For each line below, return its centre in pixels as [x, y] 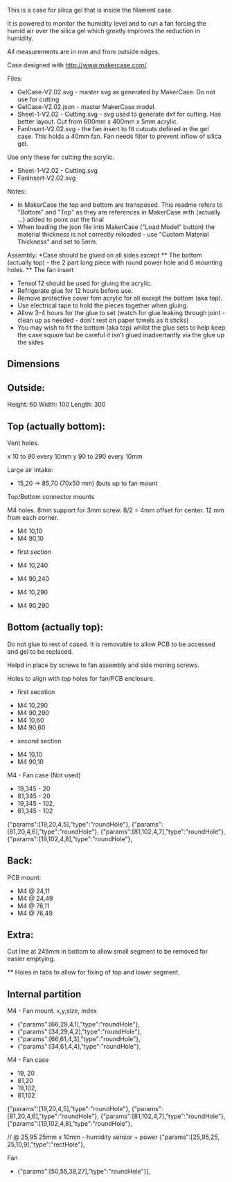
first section [34, 552]
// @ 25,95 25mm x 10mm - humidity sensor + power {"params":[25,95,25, [114, 1137]
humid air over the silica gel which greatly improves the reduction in [104, 31]
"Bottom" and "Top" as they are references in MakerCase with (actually [119, 212]
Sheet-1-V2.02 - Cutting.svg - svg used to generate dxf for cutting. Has [119, 114]
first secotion [36, 692]
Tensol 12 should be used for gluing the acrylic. [84, 283]
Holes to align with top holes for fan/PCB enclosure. [81, 678]
